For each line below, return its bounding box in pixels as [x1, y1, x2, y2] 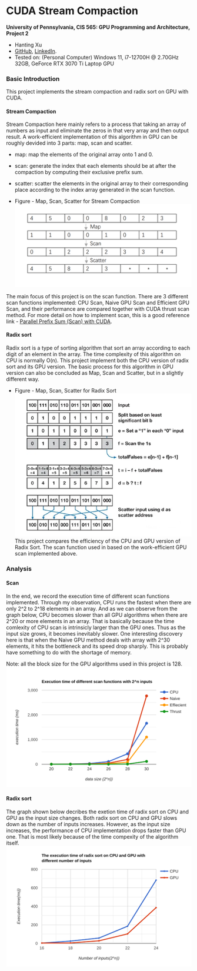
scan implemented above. [14, 550, 78, 557]
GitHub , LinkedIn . [14, 47, 57, 54]
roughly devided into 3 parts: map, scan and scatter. [6, 139, 133, 147]
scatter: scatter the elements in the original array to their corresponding [14, 180, 188, 187]
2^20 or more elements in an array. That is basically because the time [6, 617, 175, 624]
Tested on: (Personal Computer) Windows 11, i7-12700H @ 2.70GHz [14, 54, 179, 61]
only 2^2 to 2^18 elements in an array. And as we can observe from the [6, 605, 178, 612]
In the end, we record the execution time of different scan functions [6, 593, 170, 600]
